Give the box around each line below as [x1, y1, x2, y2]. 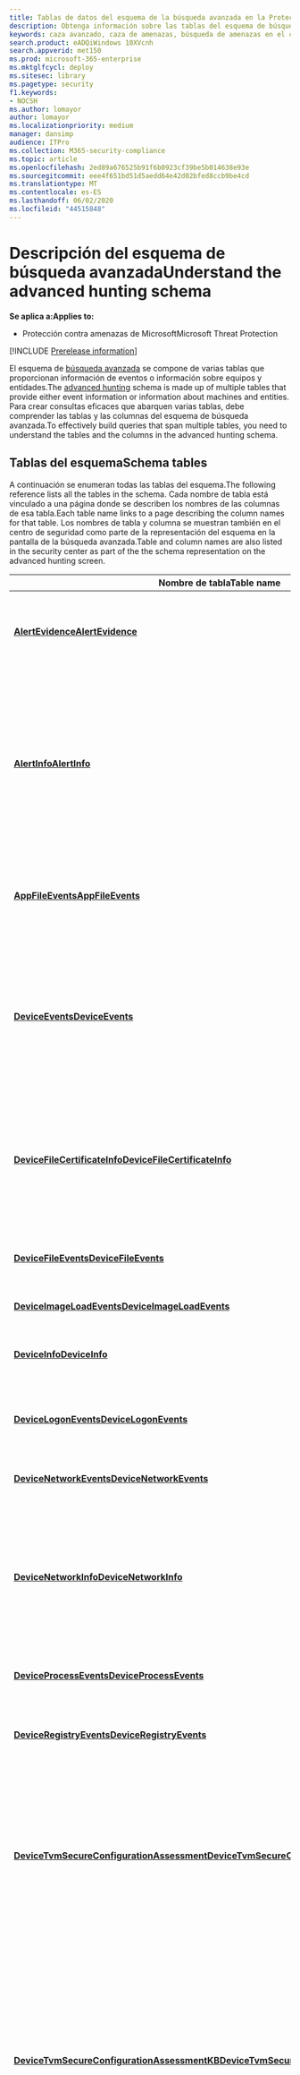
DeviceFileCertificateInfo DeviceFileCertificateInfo [13, 1153, 232, 1166]
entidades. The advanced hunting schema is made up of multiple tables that [9, 381, 287, 392]
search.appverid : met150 [9, 47, 102, 56]
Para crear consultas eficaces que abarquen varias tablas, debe [9, 400, 245, 412]
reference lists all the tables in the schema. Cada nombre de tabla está [9, 489, 269, 500]
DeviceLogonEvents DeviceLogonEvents [13, 1413, 188, 1425]
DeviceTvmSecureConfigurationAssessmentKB [13, 2054, 221, 2066]
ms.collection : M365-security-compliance [9, 146, 166, 155]
